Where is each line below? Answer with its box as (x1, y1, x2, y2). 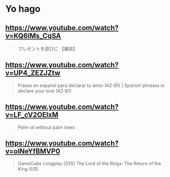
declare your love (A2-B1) (17, 87, 72, 94)
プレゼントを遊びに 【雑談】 (17, 46, 78, 52)
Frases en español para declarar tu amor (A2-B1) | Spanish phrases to (17, 82, 165, 88)
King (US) (17, 166, 39, 172)
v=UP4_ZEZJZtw (5, 69, 61, 77)
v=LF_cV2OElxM (5, 110, 59, 119)
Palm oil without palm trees (17, 124, 75, 130)
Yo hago (5, 3, 41, 15)
